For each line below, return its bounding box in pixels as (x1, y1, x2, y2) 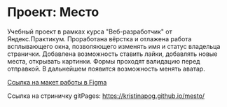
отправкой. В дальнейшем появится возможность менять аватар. (7, 64, 205, 73)
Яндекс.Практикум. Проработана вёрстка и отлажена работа (7, 34, 192, 43)
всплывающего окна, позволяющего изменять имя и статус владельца (7, 42, 221, 50)
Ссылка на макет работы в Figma (7, 78, 107, 86)
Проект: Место (7, 4, 99, 20)
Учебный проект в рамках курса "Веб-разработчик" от (7, 27, 173, 36)
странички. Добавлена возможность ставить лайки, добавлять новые (7, 50, 218, 58)
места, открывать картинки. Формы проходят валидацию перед (7, 57, 200, 65)
